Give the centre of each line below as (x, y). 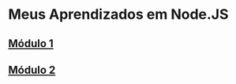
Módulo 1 (31, 44)
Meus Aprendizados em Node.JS (118, 15)
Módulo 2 (32, 69)
